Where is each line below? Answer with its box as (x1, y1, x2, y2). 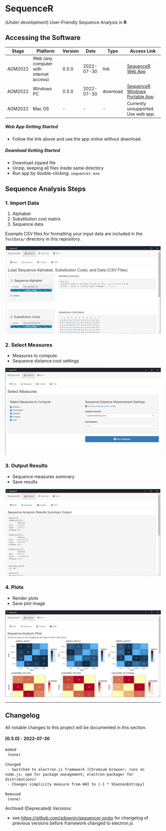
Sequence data (12, 221, 43, 227)
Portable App (126, 93, 154, 99)
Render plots (12, 595, 39, 601)
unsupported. (126, 106, 155, 112)
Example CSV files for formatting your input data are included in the (5, 231, 143, 237)
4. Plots (5, 584, 24, 591)
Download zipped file (12, 160, 56, 166)
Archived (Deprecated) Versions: (5, 805, 72, 811)
